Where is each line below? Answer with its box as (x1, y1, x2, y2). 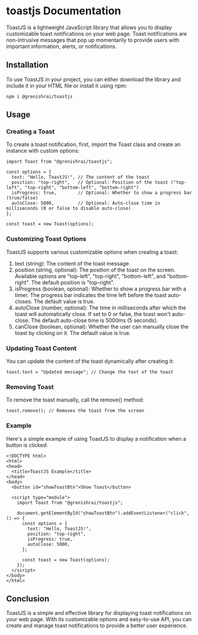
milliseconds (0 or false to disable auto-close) (6, 206, 132, 211)
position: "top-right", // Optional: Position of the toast (11, 179, 168, 185)
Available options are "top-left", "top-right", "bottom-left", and (14, 272, 166, 280)
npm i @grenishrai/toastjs (6, 93, 73, 99)
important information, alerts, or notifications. (6, 43, 117, 50)
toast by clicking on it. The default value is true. (14, 329, 131, 336)
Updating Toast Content (6, 344, 77, 352)
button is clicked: (6, 441, 49, 448)
